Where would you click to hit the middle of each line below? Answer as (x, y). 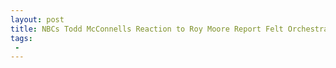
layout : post (37, 19)
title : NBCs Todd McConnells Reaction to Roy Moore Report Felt (147, 29)
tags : (21, 38)
